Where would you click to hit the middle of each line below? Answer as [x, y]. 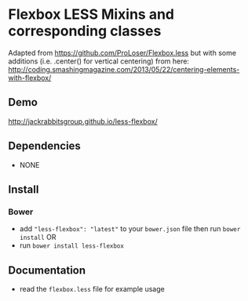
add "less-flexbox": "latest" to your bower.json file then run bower [130, 229]
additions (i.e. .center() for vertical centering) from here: [99, 61]
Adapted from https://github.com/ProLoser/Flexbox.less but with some [122, 53]
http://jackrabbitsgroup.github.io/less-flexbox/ [83, 121]
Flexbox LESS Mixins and [91, 15]
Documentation [47, 270]
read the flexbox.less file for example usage [92, 289]
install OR [38, 238]
